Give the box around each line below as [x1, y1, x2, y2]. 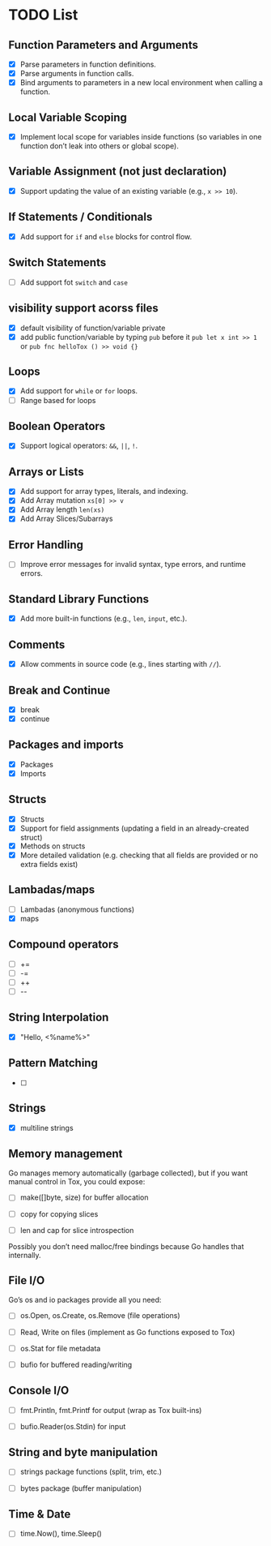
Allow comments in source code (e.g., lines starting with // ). [19, 659, 222, 669]
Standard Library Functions [8, 592, 150, 606]
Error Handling [8, 538, 83, 552]
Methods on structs [19, 841, 86, 851]
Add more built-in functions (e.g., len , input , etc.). [19, 614, 188, 624]
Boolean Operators [8, 419, 106, 433]
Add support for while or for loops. [19, 386, 138, 396]
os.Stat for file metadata [19, 1343, 101, 1353]
